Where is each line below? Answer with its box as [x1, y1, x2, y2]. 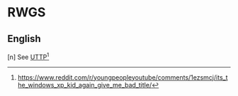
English [7, 33, 41, 45]
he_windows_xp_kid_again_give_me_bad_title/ [17, 80, 152, 89]
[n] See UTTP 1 [7, 51, 50, 61]
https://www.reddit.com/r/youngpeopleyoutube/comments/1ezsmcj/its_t [17, 73, 228, 82]
